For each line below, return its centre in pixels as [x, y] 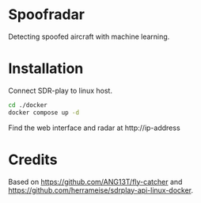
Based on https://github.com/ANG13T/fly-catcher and [95, 182]
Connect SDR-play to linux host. [61, 90]
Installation [46, 69]
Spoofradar [47, 15]
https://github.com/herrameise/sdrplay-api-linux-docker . [101, 190]
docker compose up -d [44, 113]
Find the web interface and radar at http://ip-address [94, 128]
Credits [33, 159]
